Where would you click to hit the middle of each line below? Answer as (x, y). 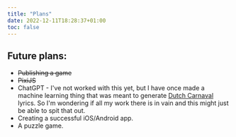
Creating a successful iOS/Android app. (75, 119)
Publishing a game (45, 73)
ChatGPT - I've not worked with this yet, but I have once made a (111, 88)
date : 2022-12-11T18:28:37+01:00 (57, 21)
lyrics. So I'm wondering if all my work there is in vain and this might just (123, 103)
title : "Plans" (30, 14)
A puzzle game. (40, 126)
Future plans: (37, 56)
